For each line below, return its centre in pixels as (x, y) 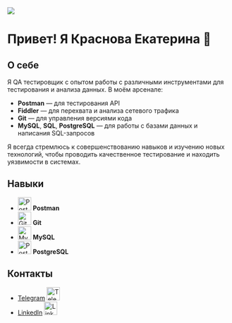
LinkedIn (30, 312)
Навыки (26, 184)
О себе (23, 65)
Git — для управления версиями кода (75, 118)
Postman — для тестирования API (68, 103)
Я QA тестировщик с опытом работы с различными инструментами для (116, 82)
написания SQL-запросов (56, 133)
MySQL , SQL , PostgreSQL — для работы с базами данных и (108, 126)
